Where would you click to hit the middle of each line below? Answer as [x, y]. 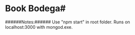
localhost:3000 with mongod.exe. [39, 27]
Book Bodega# [35, 9]
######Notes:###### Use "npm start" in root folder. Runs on [68, 22]
